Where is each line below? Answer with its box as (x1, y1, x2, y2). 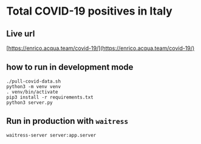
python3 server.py (6, 99, 53, 106)
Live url (6, 29, 35, 39)
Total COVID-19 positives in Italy (6, 4, 173, 18)
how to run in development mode (6, 62, 134, 72)
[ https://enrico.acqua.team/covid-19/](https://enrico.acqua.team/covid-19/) (6, 44, 195, 52)
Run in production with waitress (6, 116, 129, 126)
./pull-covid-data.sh (6, 78, 61, 84)
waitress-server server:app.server (6, 132, 97, 138)
